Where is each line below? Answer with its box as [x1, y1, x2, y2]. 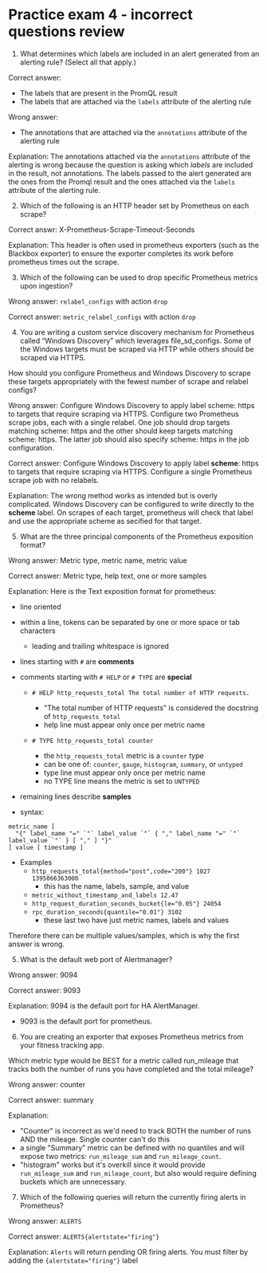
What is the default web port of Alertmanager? [19, 954, 173, 964]
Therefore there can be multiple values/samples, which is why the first [8, 930, 240, 940]
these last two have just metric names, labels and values [43, 915, 230, 925]
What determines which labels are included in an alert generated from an [19, 49, 260, 58]
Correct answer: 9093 [8, 985, 81, 995]
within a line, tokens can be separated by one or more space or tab [19, 617, 241, 627]
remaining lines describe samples [19, 792, 132, 801]
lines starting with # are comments [19, 656, 135, 666]
